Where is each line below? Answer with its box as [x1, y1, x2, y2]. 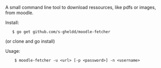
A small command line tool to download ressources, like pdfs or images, [5, 5, 156, 10]
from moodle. [5, 10, 34, 16]
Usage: [5, 48, 20, 54]
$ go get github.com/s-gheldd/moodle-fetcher [12, 29, 111, 35]
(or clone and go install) [5, 38, 55, 44]
